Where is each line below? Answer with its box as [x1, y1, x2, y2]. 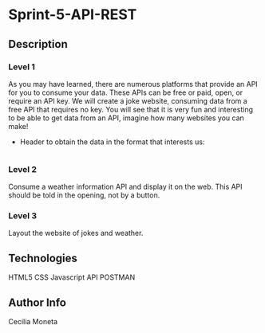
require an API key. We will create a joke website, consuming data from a [8, 96, 247, 105]
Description [8, 37, 68, 51]
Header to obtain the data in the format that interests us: [19, 137, 205, 147]
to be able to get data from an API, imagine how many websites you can [8, 113, 245, 123]
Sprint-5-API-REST [8, 6, 137, 24]
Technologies [8, 251, 78, 264]
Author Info [8, 296, 66, 309]
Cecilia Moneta [8, 317, 58, 327]
